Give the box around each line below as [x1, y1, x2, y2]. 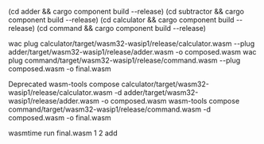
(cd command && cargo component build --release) [37, 24, 207, 32]
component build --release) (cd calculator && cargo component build [8, 15, 235, 25]
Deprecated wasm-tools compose [8, 79, 120, 89]
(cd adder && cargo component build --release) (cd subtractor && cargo [8, 7, 245, 16]
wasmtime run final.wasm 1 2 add [8, 128, 118, 138]
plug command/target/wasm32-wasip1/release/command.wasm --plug [8, 55, 241, 65]
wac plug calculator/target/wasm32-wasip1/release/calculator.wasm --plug [8, 39, 255, 48]
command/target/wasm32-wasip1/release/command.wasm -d [8, 104, 212, 114]
